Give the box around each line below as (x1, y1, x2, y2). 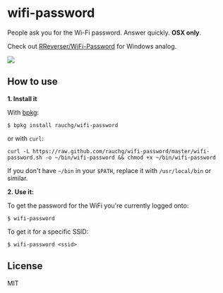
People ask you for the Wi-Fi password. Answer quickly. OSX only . (7, 28, 202, 37)
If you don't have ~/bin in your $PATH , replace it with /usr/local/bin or (7, 166, 212, 174)
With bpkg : (7, 108, 40, 116)
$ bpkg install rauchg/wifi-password (7, 121, 119, 128)
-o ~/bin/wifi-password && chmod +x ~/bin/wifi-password (44, 154, 217, 161)
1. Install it (7, 94, 37, 103)
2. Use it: (7, 187, 34, 196)
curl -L (7, 148, 30, 155)
